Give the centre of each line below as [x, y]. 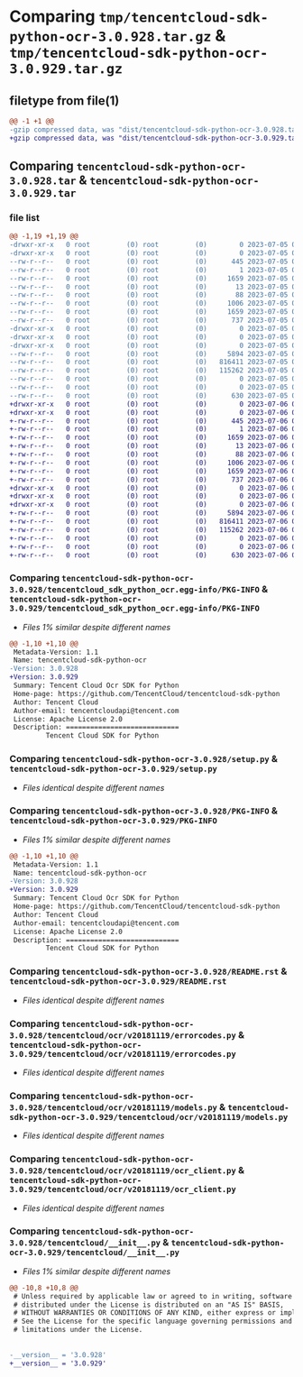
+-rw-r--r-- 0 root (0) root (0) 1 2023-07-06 [149, 429]
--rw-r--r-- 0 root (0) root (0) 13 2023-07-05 [149, 287]
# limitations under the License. [78, 1330]
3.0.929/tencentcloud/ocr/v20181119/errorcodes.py [123, 1054]
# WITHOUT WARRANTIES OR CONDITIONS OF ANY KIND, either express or [145, 1313]
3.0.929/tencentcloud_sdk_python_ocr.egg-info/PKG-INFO [134, 609]
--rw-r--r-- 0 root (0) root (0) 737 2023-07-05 [149, 321]
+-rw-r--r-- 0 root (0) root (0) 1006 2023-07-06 [149, 463]
